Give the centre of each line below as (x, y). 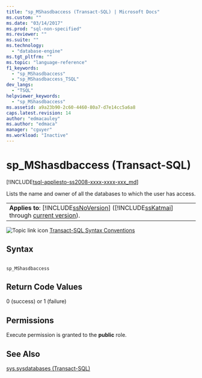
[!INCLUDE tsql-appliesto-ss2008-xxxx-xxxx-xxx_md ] (72, 182)
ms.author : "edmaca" (32, 124)
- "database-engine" (37, 51)
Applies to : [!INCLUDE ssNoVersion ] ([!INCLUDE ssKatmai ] (91, 208)
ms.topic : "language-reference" (47, 62)
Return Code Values (44, 287)
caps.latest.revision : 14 (38, 113)
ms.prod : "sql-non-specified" (44, 29)
